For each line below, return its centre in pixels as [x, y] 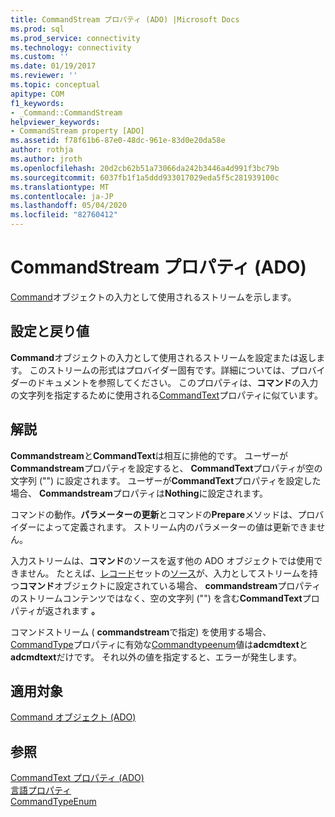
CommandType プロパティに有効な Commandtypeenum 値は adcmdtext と [159, 644]
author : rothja [42, 150]
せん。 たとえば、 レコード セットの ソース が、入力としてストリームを [168, 573]
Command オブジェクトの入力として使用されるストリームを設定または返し [163, 357]
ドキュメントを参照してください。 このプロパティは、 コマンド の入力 [177, 382]
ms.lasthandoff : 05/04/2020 [69, 206]
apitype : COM [37, 94]
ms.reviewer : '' [44, 76]
